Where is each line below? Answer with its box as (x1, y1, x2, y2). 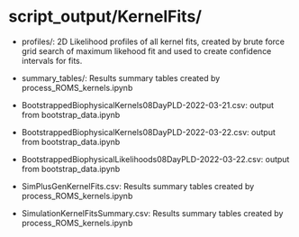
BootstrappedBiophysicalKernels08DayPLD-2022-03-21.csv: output (21, 99, 275, 110)
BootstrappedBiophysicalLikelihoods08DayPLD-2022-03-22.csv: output (21, 153, 290, 164)
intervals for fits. (21, 55, 83, 66)
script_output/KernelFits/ (8, 6, 203, 27)
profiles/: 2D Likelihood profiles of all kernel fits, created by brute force (21, 36, 285, 47)
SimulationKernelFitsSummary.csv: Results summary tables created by (21, 207, 284, 218)
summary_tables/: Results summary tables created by (21, 72, 221, 83)
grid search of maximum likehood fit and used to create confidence (21, 45, 272, 56)
